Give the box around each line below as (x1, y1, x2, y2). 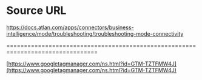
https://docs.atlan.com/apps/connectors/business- (6, 24, 134, 31)
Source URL (6, 4, 67, 18)
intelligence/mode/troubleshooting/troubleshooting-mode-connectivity (6, 30, 184, 37)
